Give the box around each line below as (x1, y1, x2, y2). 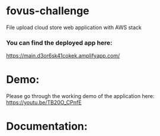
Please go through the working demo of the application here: (6, 93, 155, 100)
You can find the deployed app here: (6, 39, 113, 47)
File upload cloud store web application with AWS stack (6, 24, 142, 31)
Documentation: (6, 120, 88, 133)
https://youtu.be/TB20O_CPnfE (6, 99, 82, 106)
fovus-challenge (6, 4, 90, 18)
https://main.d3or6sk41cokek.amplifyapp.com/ (6, 52, 120, 59)
